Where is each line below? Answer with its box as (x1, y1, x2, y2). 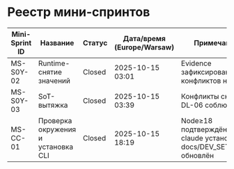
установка (38, 142, 74, 152)
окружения (38, 124, 77, 134)
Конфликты (180, 91, 219, 101)
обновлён (180, 150, 214, 160)
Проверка (38, 115, 72, 125)
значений (38, 76, 71, 86)
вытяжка (38, 100, 68, 110)
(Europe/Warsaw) (114, 42, 175, 52)
